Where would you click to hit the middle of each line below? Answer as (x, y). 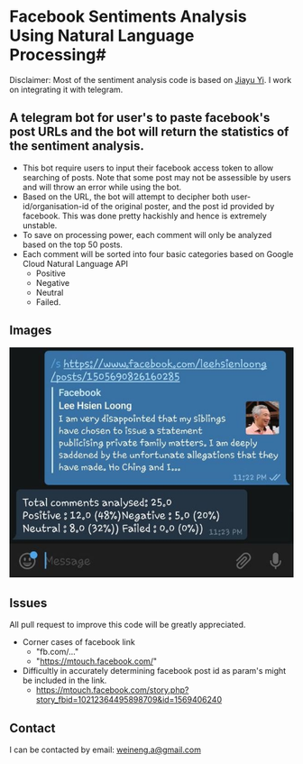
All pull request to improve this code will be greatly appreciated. (128, 625)
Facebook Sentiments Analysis (128, 17)
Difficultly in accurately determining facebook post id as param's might (154, 671)
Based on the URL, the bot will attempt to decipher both (126, 197)
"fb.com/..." (57, 652)
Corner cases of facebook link (78, 642)
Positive (50, 273)
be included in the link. (64, 681)
